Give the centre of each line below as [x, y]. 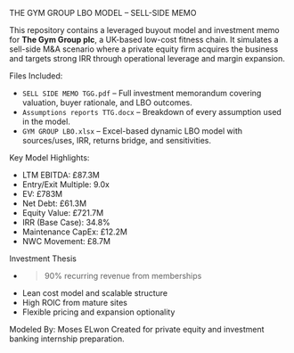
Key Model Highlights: [49, 158]
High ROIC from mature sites [74, 303]
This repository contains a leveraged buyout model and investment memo [144, 30]
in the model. [46, 121]
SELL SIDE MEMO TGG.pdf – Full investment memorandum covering [142, 93]
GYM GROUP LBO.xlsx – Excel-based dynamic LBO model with [132, 131]
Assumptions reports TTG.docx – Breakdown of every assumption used [152, 112]
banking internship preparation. [67, 339]
